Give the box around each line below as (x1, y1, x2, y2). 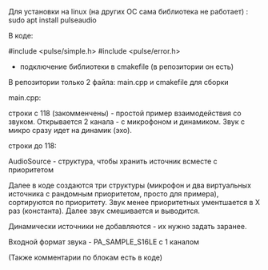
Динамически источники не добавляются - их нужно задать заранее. (8, 222, 247, 231)
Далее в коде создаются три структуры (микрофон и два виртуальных (8, 180, 252, 190)
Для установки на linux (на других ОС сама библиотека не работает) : (8, 7, 249, 16)
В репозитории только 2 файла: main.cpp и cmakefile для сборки (8, 78, 230, 87)
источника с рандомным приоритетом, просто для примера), (8, 189, 219, 199)
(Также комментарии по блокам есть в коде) (8, 252, 162, 262)
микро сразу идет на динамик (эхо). (8, 126, 132, 135)
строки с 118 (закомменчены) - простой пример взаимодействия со (8, 108, 242, 118)
